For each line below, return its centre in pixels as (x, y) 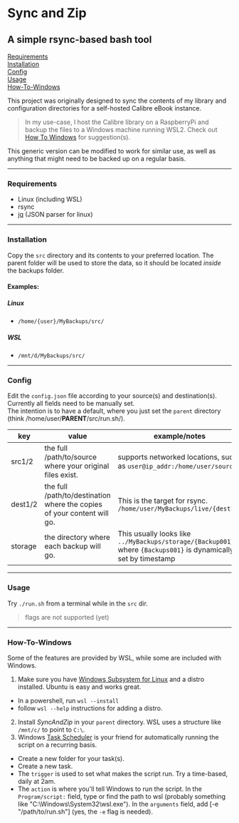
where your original (77, 466)
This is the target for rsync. (163, 501)
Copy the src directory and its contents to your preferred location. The (111, 255)
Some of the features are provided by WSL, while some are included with (115, 658)
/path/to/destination (78, 496)
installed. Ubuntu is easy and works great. (79, 687)
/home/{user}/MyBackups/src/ (61, 322)
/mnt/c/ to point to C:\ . (51, 730)
